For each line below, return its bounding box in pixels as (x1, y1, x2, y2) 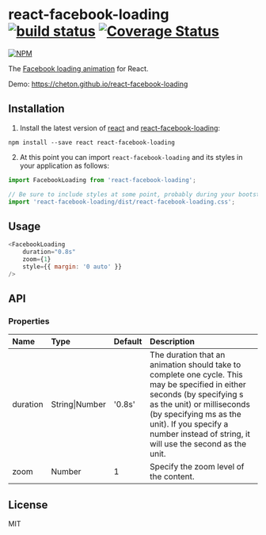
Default (113, 336, 142, 347)
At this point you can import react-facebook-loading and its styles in (19, 152, 243, 161)
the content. (150, 471, 195, 482)
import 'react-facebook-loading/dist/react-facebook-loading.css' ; (8, 198, 236, 206)
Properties (8, 315, 50, 326)
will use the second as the (150, 438, 247, 450)
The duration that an (150, 350, 226, 361)
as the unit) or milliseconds (150, 399, 251, 410)
